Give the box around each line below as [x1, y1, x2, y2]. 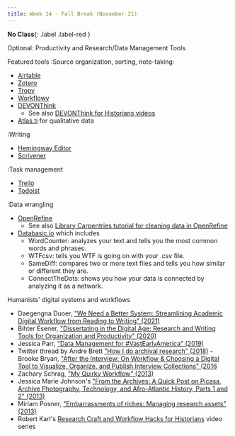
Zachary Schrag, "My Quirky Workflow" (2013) [17, 369, 154, 378]
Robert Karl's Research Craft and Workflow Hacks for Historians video [17, 414, 223, 423]
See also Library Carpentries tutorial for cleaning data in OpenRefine [28, 221, 228, 230]
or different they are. [28, 267, 88, 275]
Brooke [17, 354, 39, 362]
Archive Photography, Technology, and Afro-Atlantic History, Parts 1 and [17, 384, 228, 393]
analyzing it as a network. [28, 281, 103, 290]
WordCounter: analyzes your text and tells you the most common [28, 236, 218, 245]
